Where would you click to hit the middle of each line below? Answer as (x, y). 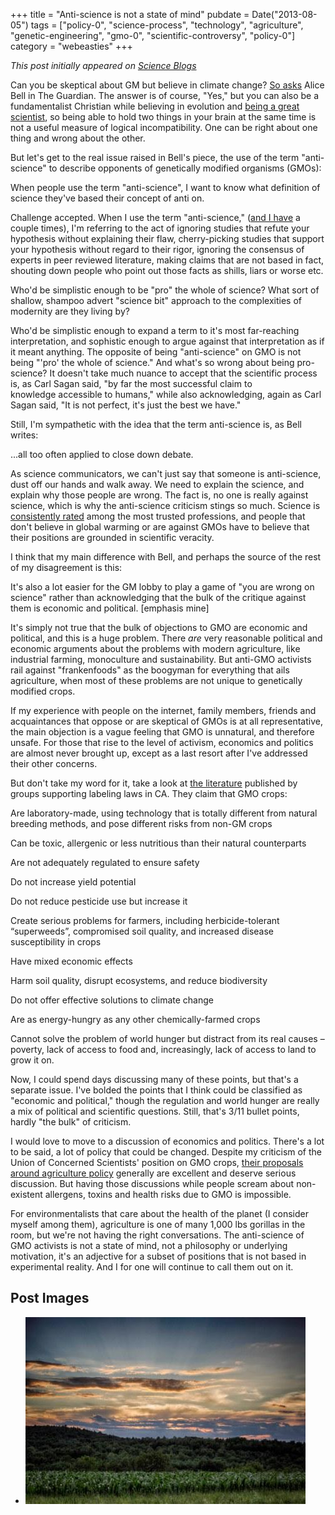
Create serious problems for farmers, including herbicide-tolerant (145, 920)
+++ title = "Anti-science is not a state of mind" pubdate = (130, 14)
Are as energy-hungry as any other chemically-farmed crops (135, 1019)
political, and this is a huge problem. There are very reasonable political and (166, 638)
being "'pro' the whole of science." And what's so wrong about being (152, 362)
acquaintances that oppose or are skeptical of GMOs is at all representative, (166, 721)
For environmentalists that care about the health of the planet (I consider (159, 1213)
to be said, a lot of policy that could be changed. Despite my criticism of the (166, 1152)
